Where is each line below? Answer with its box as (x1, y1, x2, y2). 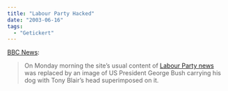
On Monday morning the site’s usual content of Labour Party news (24, 61, 214, 70)
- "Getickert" (13, 29, 54, 37)
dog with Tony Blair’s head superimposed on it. (24, 77, 159, 85)
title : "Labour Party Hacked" (7, 10, 95, 17)
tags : (7, 23, 23, 30)
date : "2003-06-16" (7, 17, 64, 23)
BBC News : (7, 48, 40, 57)
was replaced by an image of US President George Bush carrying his (24, 69, 221, 77)
